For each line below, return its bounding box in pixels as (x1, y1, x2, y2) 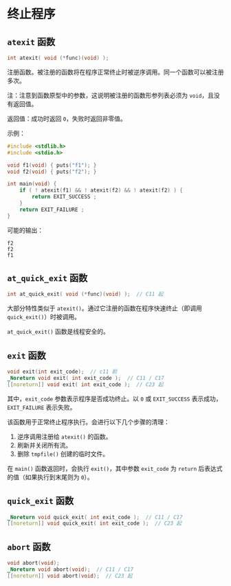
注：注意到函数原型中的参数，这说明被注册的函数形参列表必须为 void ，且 (7, 91, 214, 99)
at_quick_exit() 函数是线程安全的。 (7, 327, 110, 336)
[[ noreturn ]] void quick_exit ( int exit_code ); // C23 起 (7, 520, 182, 527)
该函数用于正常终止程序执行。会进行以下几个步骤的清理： (7, 418, 170, 426)
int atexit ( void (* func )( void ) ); (7, 54, 109, 61)
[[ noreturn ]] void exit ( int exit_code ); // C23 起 (7, 381, 164, 388)
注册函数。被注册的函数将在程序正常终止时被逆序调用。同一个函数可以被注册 (7, 68, 224, 76)
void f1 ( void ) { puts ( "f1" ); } (7, 161, 97, 169)
